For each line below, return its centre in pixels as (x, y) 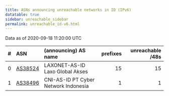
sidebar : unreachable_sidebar (37, 19)
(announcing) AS (65, 51)
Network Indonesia (66, 86)
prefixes (112, 54)
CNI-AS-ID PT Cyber (69, 80)
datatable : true (22, 15)
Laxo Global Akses (66, 72)
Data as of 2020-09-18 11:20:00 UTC (44, 38)
